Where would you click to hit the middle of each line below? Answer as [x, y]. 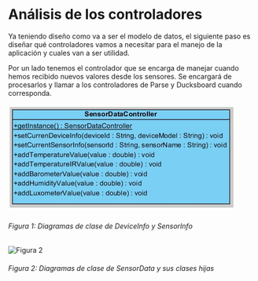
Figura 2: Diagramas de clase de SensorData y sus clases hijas [111, 268]
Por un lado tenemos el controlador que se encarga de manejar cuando [124, 68]
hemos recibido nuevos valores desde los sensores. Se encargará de [120, 76]
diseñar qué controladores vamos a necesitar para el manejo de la [115, 44]
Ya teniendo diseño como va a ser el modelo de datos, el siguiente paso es [129, 36]
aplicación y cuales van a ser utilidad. [69, 53]
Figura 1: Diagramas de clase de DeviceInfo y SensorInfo [100, 226]
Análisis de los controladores [105, 15]
